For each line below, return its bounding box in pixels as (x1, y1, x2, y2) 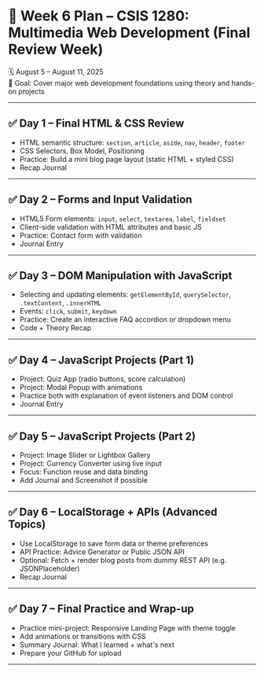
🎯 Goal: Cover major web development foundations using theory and (8, 78, 230, 87)
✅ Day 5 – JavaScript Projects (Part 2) (8, 429, 196, 443)
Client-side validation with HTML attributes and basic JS (19, 222, 202, 231)
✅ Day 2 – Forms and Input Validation (8, 193, 192, 207)
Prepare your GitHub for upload (19, 648, 122, 657)
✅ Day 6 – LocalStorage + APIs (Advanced (8, 506, 218, 519)
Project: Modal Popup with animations (19, 383, 143, 392)
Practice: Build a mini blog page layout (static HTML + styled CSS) (19, 154, 234, 164)
